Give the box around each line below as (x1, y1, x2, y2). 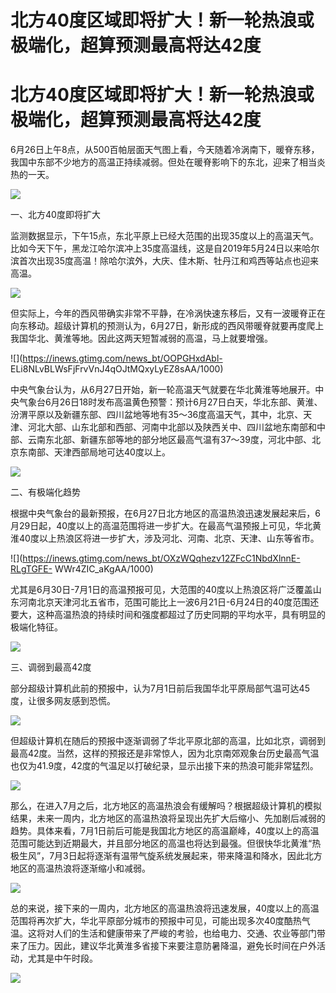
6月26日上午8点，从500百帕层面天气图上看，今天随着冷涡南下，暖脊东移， (10, 144, 320, 156)
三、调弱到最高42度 (10, 661, 92, 673)
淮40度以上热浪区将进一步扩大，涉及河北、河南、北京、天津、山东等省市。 (10, 532, 320, 545)
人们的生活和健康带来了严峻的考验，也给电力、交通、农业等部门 (53, 927, 317, 940)
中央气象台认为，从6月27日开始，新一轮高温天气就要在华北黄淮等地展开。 (10, 384, 316, 396)
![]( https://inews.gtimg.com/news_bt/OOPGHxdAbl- (10, 352, 223, 365)
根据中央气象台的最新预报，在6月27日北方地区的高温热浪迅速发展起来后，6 (10, 507, 321, 520)
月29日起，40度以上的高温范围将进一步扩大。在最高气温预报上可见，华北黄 (10, 520, 322, 532)
